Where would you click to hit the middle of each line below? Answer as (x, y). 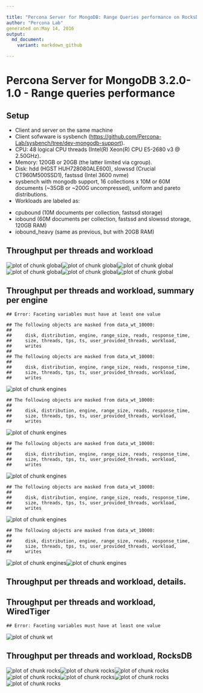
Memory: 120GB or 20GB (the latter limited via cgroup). (83, 162)
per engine (27, 300)
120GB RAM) (31, 225)
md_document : (28, 40)
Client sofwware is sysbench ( (53, 136)
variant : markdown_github (50, 45)
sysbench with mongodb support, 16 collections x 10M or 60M (92, 181)
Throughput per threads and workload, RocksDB (99, 656)
